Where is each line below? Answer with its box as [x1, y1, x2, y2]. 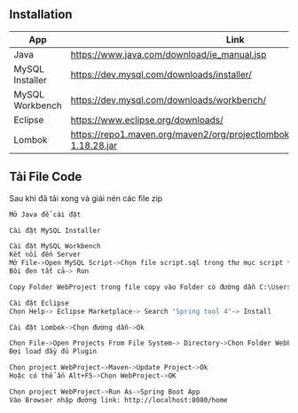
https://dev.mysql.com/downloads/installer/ [70, 68, 253, 81]
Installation [9, 7, 73, 22]
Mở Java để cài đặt [9, 210, 82, 219]
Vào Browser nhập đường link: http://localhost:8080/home [9, 395, 228, 404]
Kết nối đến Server [9, 250, 82, 260]
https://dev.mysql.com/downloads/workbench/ [70, 93, 267, 105]
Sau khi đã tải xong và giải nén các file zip [9, 192, 163, 203]
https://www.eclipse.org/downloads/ [70, 113, 223, 126]
